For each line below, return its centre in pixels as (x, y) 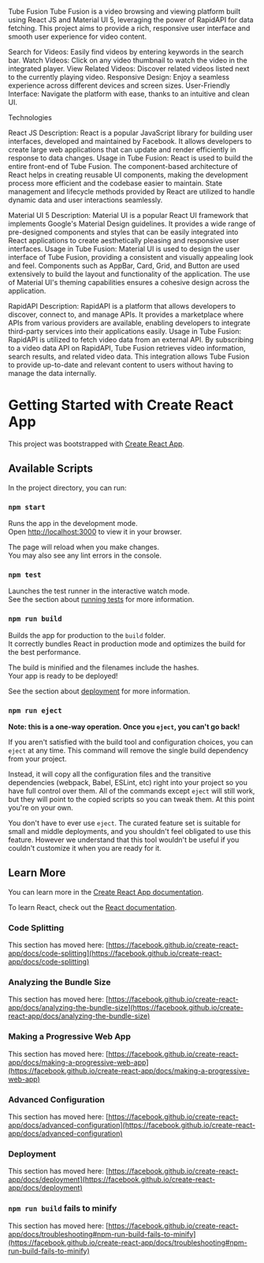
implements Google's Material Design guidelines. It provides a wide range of (132, 224)
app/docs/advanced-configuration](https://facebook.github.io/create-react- (132, 1125)
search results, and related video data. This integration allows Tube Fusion (129, 356)
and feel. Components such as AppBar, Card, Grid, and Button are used (124, 265)
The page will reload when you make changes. (84, 547)
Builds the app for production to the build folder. (87, 635)
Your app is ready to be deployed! (63, 675)
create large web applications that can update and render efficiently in (122, 150)
